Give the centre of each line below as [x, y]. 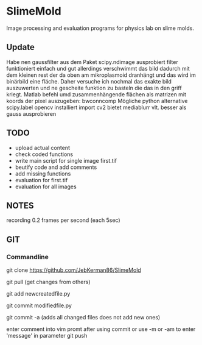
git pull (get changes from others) [48, 282]
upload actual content [42, 148]
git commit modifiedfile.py [39, 305]
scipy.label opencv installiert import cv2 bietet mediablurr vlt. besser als [96, 107]
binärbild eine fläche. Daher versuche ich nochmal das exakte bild [89, 81]
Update [21, 47]
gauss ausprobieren [31, 113]
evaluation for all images [46, 187]
